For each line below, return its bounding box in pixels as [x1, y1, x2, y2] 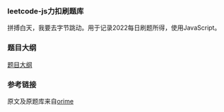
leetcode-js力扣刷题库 [7, 6, 84, 15]
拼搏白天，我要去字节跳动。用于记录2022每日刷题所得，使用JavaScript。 [7, 23, 221, 32]
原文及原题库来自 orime [7, 97, 74, 105]
